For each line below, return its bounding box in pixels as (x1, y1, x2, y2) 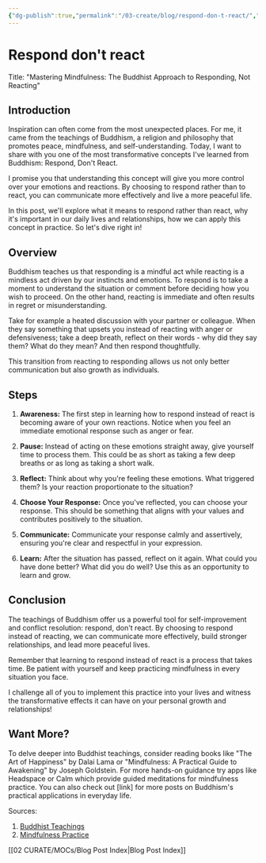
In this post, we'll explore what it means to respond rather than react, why (8, 206, 249, 215)
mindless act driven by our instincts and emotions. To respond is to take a (8, 275, 249, 285)
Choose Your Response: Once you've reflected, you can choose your (19, 498, 248, 507)
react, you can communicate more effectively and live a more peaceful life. (8, 191, 253, 200)
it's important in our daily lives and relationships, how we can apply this (8, 214, 241, 224)
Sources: (8, 806, 38, 815)
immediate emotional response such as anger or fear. (19, 426, 194, 435)
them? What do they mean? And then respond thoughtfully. (8, 341, 201, 351)
